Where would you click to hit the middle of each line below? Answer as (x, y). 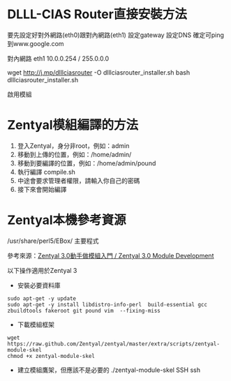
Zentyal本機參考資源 (67, 220)
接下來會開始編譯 (42, 189)
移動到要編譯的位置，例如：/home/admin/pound (87, 163)
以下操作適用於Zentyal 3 (42, 270)
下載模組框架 (36, 324)
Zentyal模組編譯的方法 (73, 125)
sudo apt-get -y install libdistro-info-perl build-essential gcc (107, 304)
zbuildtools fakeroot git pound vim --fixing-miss (84, 311)
